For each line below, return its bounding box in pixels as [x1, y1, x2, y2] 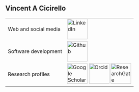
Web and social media [8, 25, 61, 33]
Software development [8, 48, 63, 55]
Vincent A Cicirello [5, 4, 66, 13]
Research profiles [8, 71, 50, 78]
